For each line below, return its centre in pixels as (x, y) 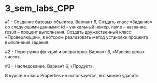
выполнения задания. (27, 42)
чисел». (13, 56)
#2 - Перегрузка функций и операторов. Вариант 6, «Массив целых (75, 52)
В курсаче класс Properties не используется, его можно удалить (72, 75)
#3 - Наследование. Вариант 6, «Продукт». (50, 66)
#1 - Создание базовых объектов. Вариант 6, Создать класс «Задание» (79, 22)
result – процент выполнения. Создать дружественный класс (68, 32)
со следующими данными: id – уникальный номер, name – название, (76, 27)
